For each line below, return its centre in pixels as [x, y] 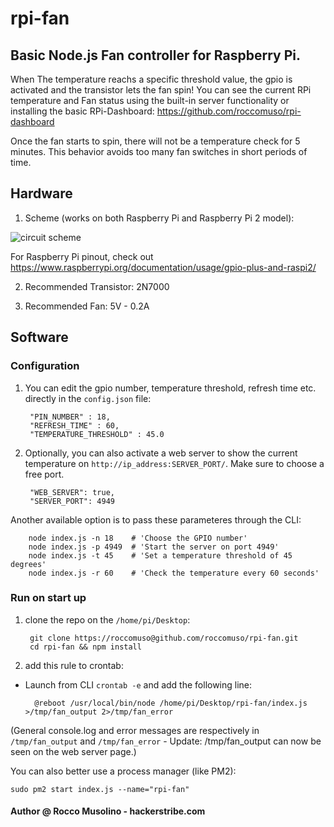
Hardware [41, 193]
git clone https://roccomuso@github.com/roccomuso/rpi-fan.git [164, 638]
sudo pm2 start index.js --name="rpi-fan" [100, 789]
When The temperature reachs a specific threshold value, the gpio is [151, 79]
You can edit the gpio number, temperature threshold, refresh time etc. [170, 388]
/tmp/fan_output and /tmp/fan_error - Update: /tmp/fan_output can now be [166, 741]
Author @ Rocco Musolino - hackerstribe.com [108, 811]
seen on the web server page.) [73, 751]
